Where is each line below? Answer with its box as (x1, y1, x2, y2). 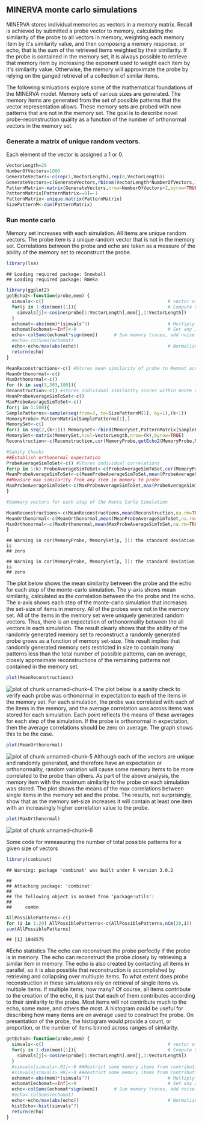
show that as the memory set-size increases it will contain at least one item (6, 798, 192, 805)
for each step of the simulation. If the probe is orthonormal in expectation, (6, 718, 189, 725)
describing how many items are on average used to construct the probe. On (6, 1012, 194, 1019)
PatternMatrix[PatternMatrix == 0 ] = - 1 (6, 190, 98, 196)
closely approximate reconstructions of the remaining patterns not (6, 657, 170, 664)
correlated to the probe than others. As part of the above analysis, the (6, 772, 179, 780)
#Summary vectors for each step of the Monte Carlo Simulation (6, 499, 168, 505)
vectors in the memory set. (6, 122, 73, 129)
